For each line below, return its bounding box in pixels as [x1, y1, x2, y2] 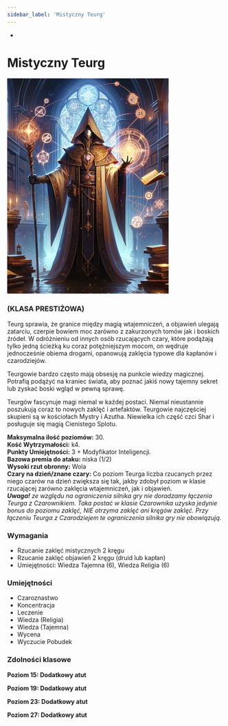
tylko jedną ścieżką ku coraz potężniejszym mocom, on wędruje [7, 342, 189, 350]
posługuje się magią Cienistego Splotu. [7, 419, 117, 428]
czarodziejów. [7, 356, 47, 364]
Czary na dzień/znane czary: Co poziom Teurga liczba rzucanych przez [7, 469, 213, 478]
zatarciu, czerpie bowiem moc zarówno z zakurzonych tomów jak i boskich [7, 327, 220, 335]
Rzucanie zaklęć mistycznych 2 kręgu [16, 546, 125, 554]
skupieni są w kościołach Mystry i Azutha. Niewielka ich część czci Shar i [7, 412, 215, 420]
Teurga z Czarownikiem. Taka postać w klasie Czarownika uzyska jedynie [7, 499, 218, 507]
